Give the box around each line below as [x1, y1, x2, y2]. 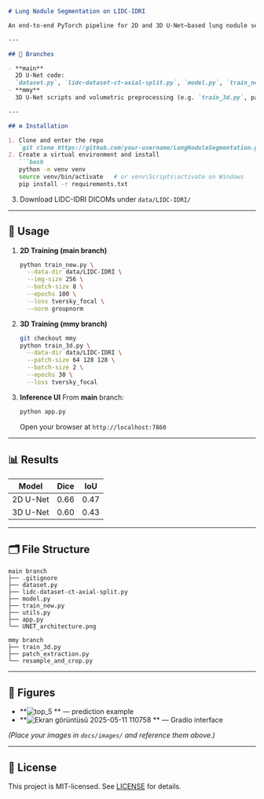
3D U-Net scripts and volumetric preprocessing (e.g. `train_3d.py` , [15, 94, 247, 102]
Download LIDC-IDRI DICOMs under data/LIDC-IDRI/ [19, 194, 191, 204]
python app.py [19, 407, 66, 415]
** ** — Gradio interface [19, 715, 224, 725]
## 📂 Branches [8, 50, 55, 58]
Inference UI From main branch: [19, 392, 124, 402]
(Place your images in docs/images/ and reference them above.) [8, 730, 216, 740]
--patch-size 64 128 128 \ [27, 356, 115, 364]
